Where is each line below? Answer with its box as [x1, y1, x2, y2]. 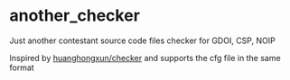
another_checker [9, 5, 140, 26]
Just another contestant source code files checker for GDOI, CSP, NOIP [9, 35, 276, 46]
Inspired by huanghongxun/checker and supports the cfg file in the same [9, 52, 282, 63]
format [9, 62, 34, 73]
